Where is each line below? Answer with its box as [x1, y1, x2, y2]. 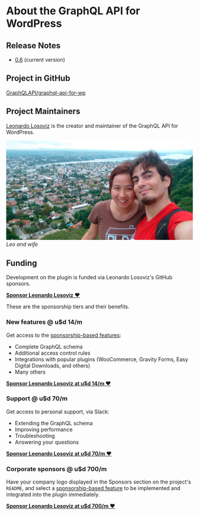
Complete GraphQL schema [14, 343, 83, 350]
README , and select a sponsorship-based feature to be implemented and [6, 485, 181, 492]
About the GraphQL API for [6, 4, 140, 18]
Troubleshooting [14, 432, 55, 439]
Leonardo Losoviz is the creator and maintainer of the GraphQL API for [6, 122, 179, 129]
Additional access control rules [14, 349, 91, 356]
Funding [6, 258, 37, 268]
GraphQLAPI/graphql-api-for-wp [6, 89, 86, 96]
